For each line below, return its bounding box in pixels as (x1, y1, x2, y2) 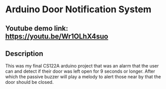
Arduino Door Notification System (5, 4, 152, 15)
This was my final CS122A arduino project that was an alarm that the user (5, 63, 159, 69)
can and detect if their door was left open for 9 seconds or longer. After (5, 68, 155, 75)
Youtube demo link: (5, 24, 68, 33)
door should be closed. (5, 79, 54, 85)
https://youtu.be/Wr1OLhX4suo (5, 32, 108, 40)
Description (5, 49, 43, 58)
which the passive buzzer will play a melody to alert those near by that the (5, 74, 161, 80)
